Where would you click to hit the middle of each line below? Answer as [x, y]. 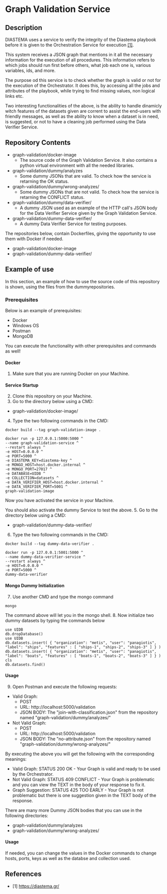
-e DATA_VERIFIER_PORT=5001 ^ [37, 487]
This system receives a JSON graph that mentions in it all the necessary [79, 54]
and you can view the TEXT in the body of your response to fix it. [79, 785]
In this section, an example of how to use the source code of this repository [83, 281]
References [23, 874]
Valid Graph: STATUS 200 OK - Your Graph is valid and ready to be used [86, 769]
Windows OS [26, 325]
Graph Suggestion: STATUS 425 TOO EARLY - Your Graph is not [78, 790]
